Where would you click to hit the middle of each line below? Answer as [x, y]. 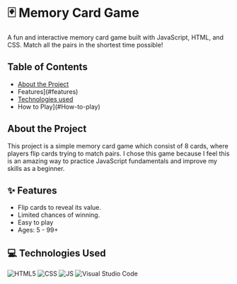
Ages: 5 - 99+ [38, 230]
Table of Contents [48, 67]
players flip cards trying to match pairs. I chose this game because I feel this [118, 153]
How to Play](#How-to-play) [59, 107]
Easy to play [35, 223]
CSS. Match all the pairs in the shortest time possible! [85, 45]
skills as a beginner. [36, 168]
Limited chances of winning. [59, 215]
